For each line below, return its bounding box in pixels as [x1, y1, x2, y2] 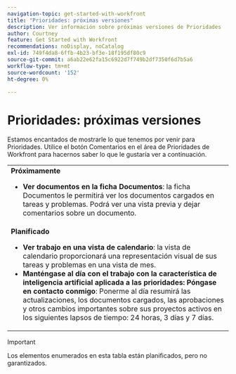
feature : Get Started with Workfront [7, 37, 118, 44]
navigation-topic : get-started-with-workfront [7, 10, 146, 18]
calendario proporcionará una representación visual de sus [22, 251, 218, 261]
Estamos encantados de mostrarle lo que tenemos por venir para [7, 135, 195, 144]
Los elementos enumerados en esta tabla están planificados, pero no [7, 352, 207, 360]
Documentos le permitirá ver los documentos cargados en [22, 191, 214, 200]
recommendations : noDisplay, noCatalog [7, 43, 124, 50]
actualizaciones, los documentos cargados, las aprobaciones [22, 295, 225, 305]
